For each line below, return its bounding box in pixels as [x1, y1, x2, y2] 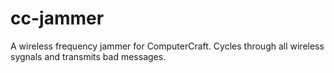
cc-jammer [10, 7, 105, 30]
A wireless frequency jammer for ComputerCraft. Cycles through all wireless [10, 40, 325, 52]
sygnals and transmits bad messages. [10, 50, 167, 62]
